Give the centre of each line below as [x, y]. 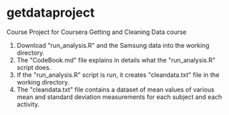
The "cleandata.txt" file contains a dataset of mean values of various [115, 89]
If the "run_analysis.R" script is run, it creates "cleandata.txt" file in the [118, 75]
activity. [28, 104]
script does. [34, 67]
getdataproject [51, 13]
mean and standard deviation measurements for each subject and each [119, 97]
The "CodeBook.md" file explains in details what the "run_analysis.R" [116, 60]
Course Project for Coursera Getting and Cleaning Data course [97, 32]
